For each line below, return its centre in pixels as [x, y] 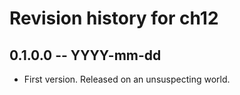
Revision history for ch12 [114, 18]
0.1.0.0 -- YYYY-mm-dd [85, 55]
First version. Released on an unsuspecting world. [127, 79]
